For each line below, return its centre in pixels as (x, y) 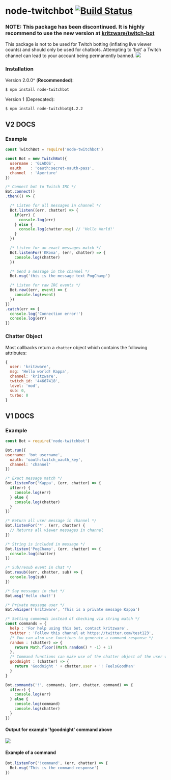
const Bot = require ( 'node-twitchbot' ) (48, 441)
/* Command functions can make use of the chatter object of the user (86, 657)
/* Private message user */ (35, 605)
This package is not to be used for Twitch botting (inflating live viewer (78, 44)
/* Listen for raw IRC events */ (45, 285)
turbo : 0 (19, 395)
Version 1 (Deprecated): (30, 99)
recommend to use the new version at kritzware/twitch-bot (80, 33)
